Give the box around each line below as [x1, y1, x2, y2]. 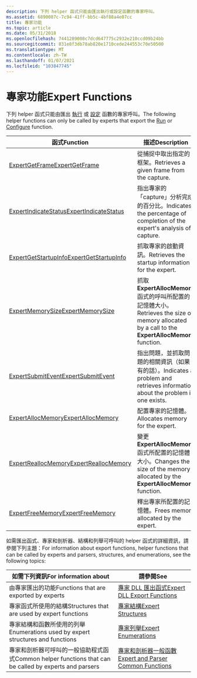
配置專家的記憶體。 [137, 407, 191, 415]
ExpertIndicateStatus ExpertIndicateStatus [9, 207, 124, 216]
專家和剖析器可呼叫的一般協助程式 [9, 646, 104, 654]
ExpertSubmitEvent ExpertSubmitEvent [9, 372, 115, 380]
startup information [137, 258, 190, 267]
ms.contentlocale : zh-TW [6, 52, 67, 58]
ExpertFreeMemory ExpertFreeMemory [9, 509, 116, 517]
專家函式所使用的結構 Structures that [9, 602, 109, 610]
